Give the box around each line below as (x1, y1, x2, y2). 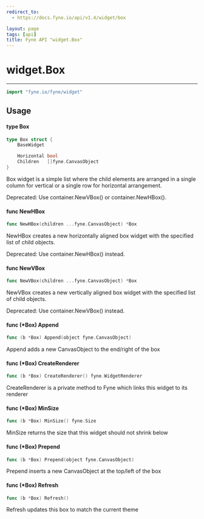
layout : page (6, 26, 39, 32)
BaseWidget (17, 142, 45, 148)
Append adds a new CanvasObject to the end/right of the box (6, 345, 160, 353)
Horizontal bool (17, 153, 59, 159)
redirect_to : (6, 9, 39, 15)
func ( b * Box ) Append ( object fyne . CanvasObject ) (6, 334, 132, 341)
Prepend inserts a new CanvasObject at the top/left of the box (6, 467, 161, 475)
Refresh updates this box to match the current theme (6, 506, 138, 514)
